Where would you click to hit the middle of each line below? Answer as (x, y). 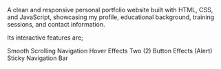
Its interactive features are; (45, 38)
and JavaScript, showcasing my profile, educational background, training (111, 17)
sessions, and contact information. (56, 24)
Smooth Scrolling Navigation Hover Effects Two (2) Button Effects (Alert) (110, 51)
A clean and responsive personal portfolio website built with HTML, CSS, (110, 10)
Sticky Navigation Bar (38, 58)
